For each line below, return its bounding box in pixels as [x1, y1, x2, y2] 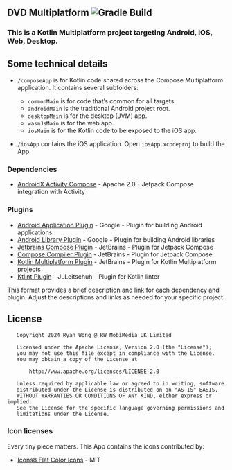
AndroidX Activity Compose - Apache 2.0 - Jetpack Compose [17, 180, 194, 189]
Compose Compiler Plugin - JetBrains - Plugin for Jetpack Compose [17, 250, 213, 259]
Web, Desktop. [7, 36, 58, 46]
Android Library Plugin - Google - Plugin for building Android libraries [17, 235, 215, 243]
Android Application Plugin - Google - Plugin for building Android [17, 220, 203, 229]
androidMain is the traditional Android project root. [27, 105, 170, 113]
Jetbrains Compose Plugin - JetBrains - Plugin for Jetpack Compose [17, 243, 213, 251]
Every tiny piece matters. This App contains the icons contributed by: [7, 442, 204, 451]
